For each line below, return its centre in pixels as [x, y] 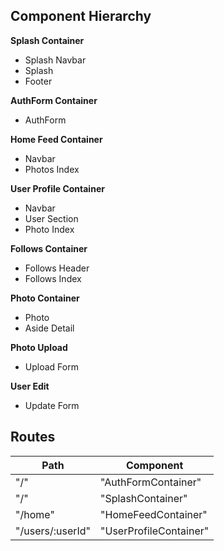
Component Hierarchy [81, 16]
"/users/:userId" [53, 531]
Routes [33, 437]
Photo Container [45, 298]
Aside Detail [49, 328]
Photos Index [52, 169]
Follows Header [57, 268]
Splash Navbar [55, 60]
